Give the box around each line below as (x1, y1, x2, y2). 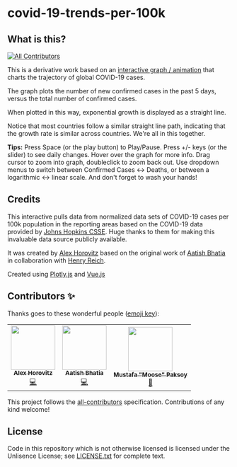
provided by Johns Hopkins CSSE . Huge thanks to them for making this (7, 227, 215, 236)
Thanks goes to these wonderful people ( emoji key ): (7, 309, 160, 318)
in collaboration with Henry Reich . (7, 256, 106, 265)
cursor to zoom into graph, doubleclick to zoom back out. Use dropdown (7, 158, 219, 166)
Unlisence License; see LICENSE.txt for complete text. (7, 451, 166, 461)
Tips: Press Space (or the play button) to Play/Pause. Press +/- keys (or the (7, 143, 228, 151)
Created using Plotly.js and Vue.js (7, 270, 105, 278)
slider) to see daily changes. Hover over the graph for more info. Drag (7, 151, 211, 158)
